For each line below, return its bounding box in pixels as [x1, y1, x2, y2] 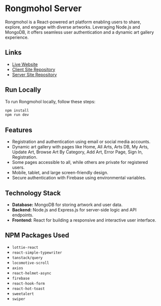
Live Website [12, 61, 38, 67]
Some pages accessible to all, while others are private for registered [12, 160, 148, 165]
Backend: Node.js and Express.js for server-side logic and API [12, 207, 137, 212]
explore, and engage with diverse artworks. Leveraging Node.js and [5, 24, 140, 30]
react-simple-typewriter [12, 250, 62, 255]
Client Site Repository [12, 66, 56, 72]
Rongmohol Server [5, 3, 82, 14]
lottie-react [12, 245, 39, 250]
